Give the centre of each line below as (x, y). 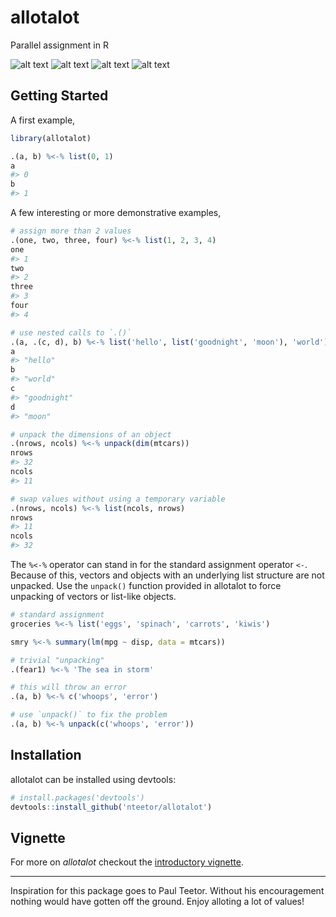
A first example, (43, 120)
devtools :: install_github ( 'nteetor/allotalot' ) (111, 807)
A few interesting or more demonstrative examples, (116, 212)
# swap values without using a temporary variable (118, 499)
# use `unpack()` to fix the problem (89, 715)
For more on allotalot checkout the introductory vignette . (127, 862)
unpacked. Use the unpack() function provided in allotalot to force (146, 585)
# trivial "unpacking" (57, 660)
